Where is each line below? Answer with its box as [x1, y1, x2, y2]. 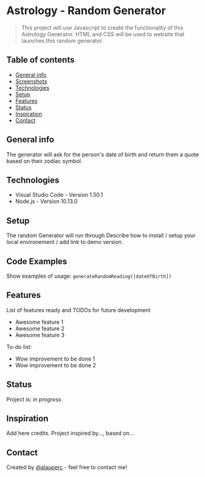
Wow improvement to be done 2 [15, 361, 97, 368]
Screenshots [15, 77, 48, 85]
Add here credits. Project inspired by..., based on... [6, 430, 135, 437]
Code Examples [6, 256, 67, 267]
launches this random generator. [21, 37, 104, 44]
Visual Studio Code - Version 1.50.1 [15, 191, 103, 199]
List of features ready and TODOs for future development [6, 306, 151, 313]
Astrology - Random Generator [6, 4, 166, 18]
